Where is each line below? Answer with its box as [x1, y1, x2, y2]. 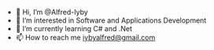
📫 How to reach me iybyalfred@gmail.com [15, 33, 156, 42]
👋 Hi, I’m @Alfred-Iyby [15, 8, 88, 16]
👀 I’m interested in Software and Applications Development [15, 16, 207, 25]
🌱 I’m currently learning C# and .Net [15, 24, 132, 33]
